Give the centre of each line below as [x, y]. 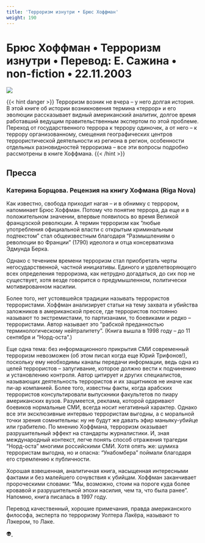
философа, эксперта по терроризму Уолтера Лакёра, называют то [93, 515]
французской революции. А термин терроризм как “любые [83, 223]
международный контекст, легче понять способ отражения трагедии [97, 440]
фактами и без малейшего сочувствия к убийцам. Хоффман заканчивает [101, 477]
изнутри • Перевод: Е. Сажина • [92, 61]
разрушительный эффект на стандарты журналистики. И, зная [88, 433]
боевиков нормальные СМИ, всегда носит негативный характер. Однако [102, 407]
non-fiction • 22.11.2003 [69, 73]
